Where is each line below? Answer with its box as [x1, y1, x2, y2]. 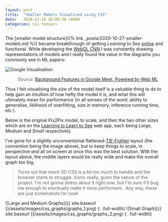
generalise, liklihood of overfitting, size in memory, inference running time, [5, 102, 160, 108]
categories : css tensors [5, 21, 58, 27]
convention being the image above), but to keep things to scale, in [5, 143, 143, 149]
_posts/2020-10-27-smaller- [84, 35, 144, 41]
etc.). [5, 107, 16, 114]
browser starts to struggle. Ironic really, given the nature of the [17, 175, 148, 181]
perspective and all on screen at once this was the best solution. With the [5, 148, 158, 154]
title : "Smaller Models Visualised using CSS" [5, 12, 107, 17]
